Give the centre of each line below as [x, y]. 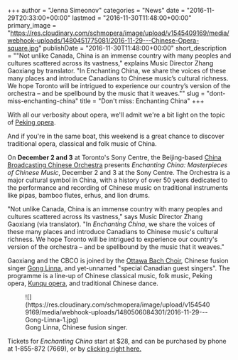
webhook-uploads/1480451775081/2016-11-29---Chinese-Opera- [103, 41]
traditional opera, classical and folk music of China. [82, 144]
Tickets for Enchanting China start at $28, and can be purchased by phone [117, 341]
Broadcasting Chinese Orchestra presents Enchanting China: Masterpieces [118, 165]
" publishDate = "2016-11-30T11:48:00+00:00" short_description [132, 48]
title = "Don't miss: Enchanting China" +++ [142, 101]
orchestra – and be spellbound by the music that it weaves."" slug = [106, 93]
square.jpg [23, 48]
